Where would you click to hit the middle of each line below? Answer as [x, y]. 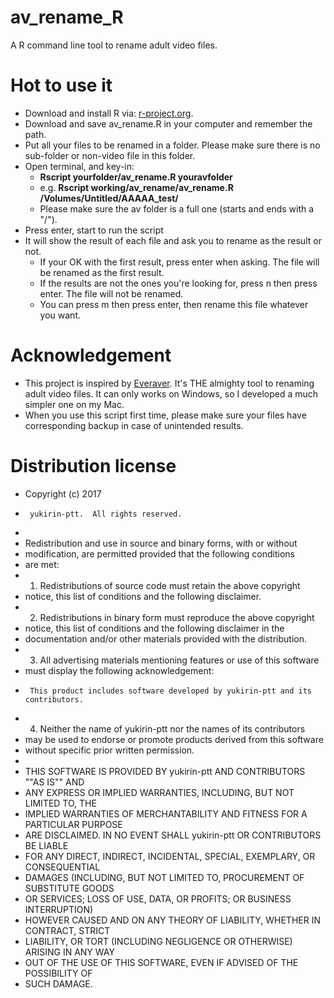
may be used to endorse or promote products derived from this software [174, 739]
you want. [60, 315]
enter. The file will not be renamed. [111, 293]
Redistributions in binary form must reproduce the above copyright [177, 617]
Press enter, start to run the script [94, 230]
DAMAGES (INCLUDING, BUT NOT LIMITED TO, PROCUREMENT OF [164, 877]
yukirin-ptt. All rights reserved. [106, 514]
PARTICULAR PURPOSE [73, 824]
